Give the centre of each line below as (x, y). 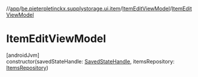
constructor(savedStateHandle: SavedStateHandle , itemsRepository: (90, 61)
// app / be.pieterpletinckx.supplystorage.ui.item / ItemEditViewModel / (89, 9)
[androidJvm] (23, 55)
